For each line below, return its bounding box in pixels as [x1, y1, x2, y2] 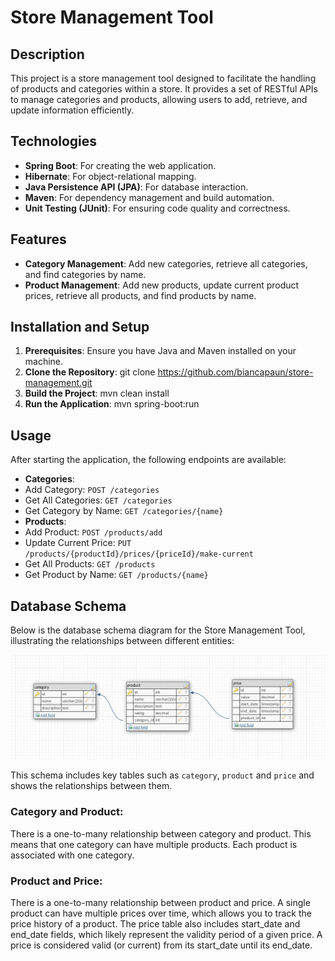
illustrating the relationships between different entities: [10, 635, 235, 647]
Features [10, 231, 67, 248]
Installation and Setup [10, 319, 150, 336]
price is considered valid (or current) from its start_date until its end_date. [10, 939, 313, 951]
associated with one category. [10, 849, 135, 861]
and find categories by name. [24, 268, 147, 280]
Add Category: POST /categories [24, 484, 160, 496]
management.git [24, 377, 93, 389]
